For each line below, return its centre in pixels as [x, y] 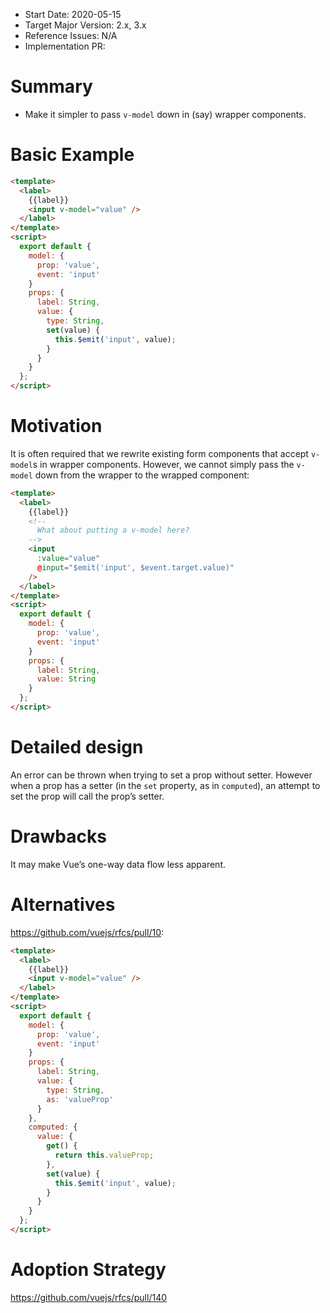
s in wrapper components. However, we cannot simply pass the [163, 464]
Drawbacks [58, 836]
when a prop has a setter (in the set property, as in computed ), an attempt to [165, 785]
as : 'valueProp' [80, 1099]
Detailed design [77, 747]
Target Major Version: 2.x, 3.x [85, 25]
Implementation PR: [65, 46]
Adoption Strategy [88, 1270]
